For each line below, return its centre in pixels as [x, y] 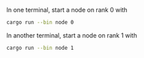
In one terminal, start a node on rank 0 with [67, 10]
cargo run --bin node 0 [40, 23]
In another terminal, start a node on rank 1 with [72, 35]
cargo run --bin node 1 [40, 48]
